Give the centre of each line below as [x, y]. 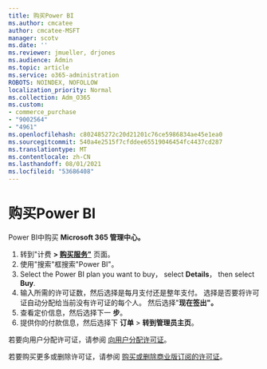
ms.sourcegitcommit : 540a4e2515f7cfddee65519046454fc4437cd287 [116, 142]
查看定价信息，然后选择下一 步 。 [73, 312]
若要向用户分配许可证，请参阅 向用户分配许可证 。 [90, 339]
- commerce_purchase [43, 113]
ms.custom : [26, 105]
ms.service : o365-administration [64, 75]
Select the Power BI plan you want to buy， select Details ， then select [137, 274]
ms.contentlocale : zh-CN [49, 157]
